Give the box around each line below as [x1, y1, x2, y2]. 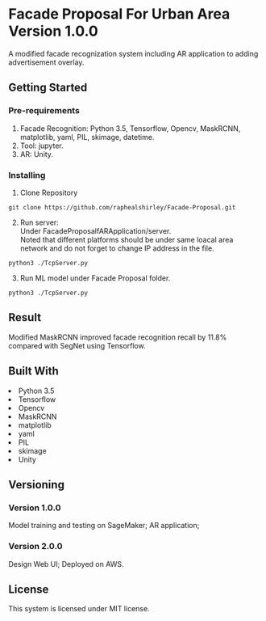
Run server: [19, 218, 59, 227]
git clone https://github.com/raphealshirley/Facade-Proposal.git [8, 203, 236, 211]
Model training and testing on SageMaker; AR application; [8, 521, 200, 530]
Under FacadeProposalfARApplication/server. [19, 226, 172, 235]
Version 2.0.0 [8, 541, 63, 552]
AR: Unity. [19, 149, 54, 158]
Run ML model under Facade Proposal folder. [19, 272, 171, 283]
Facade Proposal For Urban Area [8, 5, 231, 23]
